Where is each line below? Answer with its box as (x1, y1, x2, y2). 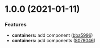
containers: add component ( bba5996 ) (11, 32, 93, 38)
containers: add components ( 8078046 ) (11, 38, 96, 44)
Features (4, 21, 27, 28)
